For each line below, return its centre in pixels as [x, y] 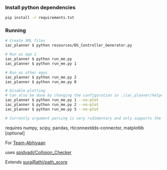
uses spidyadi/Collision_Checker [39, 152]
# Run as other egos [27, 73]
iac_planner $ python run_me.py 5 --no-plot [52, 109]
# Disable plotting [25, 91]
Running [16, 30]
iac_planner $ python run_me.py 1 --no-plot [52, 100]
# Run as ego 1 [21, 54]
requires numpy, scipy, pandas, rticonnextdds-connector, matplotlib [75, 128]
